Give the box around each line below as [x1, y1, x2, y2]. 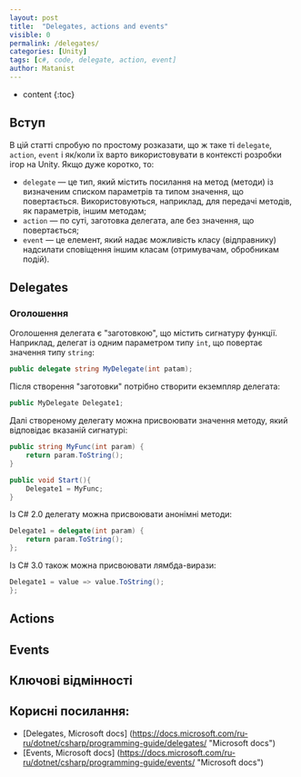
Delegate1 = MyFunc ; [25, 483, 104, 493]
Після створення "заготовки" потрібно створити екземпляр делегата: [9, 381, 280, 392]
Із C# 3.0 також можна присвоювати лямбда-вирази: [9, 560, 216, 571]
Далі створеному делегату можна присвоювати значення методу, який [9, 415, 288, 426]
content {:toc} [22, 88, 75, 100]
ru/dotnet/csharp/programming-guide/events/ [22, 756, 196, 768]
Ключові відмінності [9, 672, 134, 688]
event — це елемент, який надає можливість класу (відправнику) [22, 234, 277, 245]
